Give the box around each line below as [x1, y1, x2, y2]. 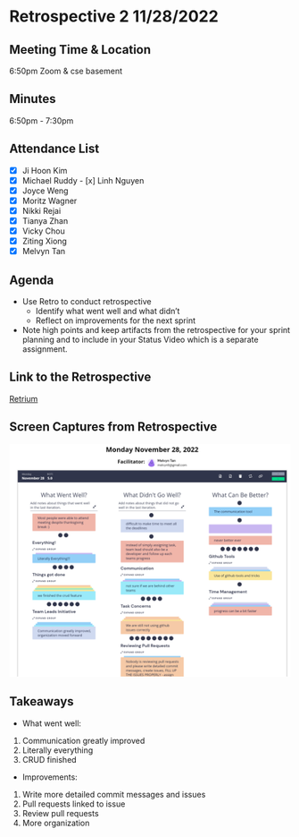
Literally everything [21, 745, 94, 756]
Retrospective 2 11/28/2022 [9, 6, 219, 27]
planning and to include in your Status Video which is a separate [21, 334, 259, 345]
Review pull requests [21, 807, 100, 818]
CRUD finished [21, 754, 78, 764]
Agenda [9, 272, 54, 287]
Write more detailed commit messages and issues [21, 789, 206, 799]
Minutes [9, 91, 56, 107]
